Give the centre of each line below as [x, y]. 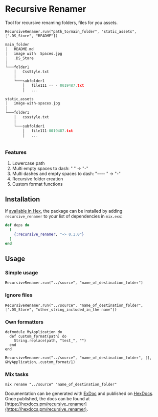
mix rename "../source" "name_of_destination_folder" [61, 385]
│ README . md [20, 49]
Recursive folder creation [38, 179]
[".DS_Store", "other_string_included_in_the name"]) [61, 310]
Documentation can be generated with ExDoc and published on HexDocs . [79, 393]
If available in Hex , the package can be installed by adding [64, 211]
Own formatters [24, 322]
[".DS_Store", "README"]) [31, 36]
